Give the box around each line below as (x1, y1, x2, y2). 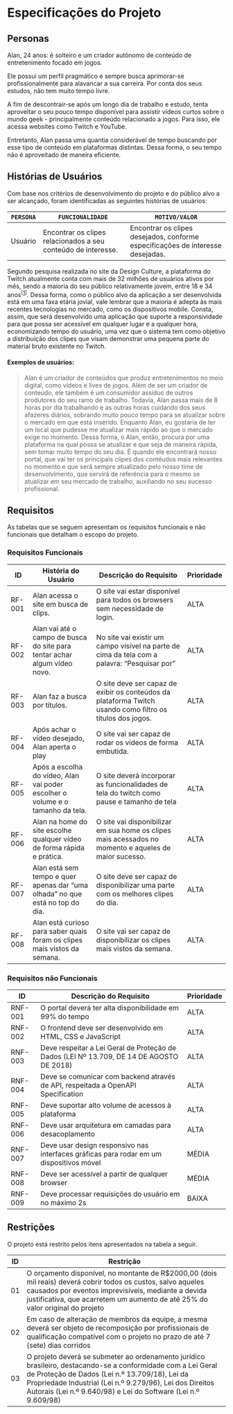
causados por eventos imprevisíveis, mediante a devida (26, 1285, 207, 1295)
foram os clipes (32, 935, 83, 944)
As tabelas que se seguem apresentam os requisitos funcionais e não (7, 523, 206, 532)
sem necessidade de (96, 603, 164, 613)
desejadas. (130, 249, 166, 259)
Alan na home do (32, 816, 88, 826)
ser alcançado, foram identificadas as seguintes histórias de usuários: (7, 196, 207, 205)
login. (96, 612, 114, 622)
